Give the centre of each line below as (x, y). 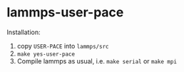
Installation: (24, 32)
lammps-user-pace (65, 12)
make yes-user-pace (46, 54)
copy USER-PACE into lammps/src (63, 46)
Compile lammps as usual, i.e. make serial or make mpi (97, 61)
